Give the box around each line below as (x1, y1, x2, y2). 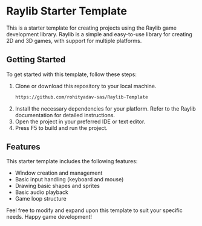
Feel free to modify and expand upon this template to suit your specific (6, 207, 183, 214)
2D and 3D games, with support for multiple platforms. (6, 37, 142, 44)
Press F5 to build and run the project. (15, 124, 108, 131)
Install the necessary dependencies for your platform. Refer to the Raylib (15, 105, 197, 112)
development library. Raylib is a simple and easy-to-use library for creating (6, 30, 192, 37)
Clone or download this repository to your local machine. (15, 82, 157, 89)
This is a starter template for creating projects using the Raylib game (6, 24, 177, 31)
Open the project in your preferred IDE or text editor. (15, 118, 146, 125)
